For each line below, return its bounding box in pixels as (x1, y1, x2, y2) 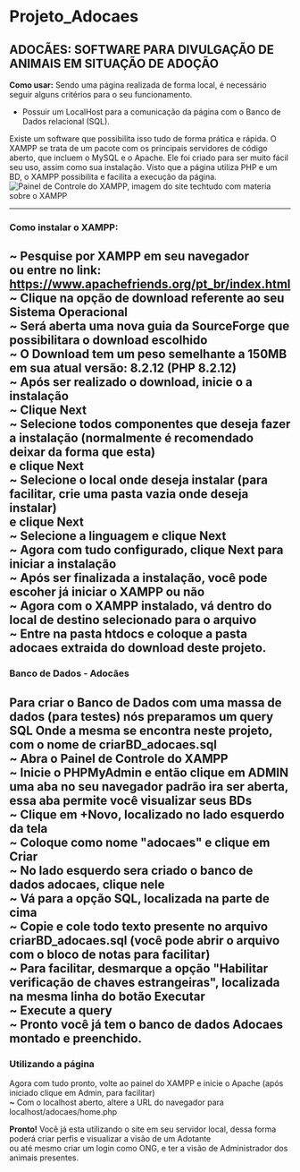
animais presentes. (9, 1152, 79, 1163)
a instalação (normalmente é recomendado (9, 431, 254, 446)
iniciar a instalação (9, 557, 117, 572)
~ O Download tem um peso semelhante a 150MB (9, 346, 287, 362)
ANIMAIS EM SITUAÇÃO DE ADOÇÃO (9, 56, 219, 71)
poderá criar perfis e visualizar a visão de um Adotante (9, 1133, 212, 1143)
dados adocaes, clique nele (9, 877, 165, 892)
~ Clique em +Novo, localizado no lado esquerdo (9, 807, 285, 822)
